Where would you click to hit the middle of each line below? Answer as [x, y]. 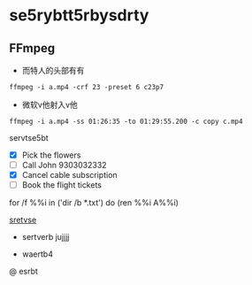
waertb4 [37, 254]
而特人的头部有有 [53, 70]
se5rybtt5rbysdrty [79, 15]
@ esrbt [23, 272]
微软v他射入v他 [50, 104]
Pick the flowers [51, 155]
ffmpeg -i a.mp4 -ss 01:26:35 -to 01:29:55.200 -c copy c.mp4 [126, 121]
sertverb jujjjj [46, 237]
